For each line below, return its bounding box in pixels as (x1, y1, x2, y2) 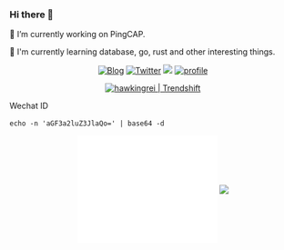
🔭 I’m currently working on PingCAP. (9, 29, 146, 40)
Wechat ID (9, 100, 48, 112)
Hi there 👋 (9, 8, 55, 21)
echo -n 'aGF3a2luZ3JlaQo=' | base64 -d (9, 119, 166, 128)
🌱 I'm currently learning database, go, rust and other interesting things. (9, 46, 276, 57)
